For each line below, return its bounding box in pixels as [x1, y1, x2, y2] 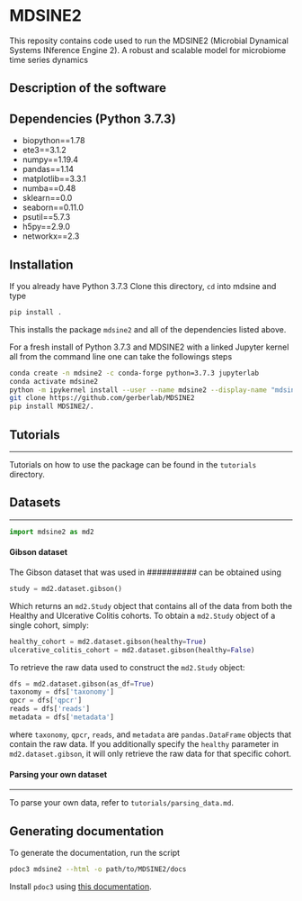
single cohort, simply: [9, 619, 90, 631]
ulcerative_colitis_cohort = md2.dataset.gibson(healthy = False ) [9, 645, 255, 654]
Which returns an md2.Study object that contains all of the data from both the [9, 600, 293, 611]
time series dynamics [9, 54, 88, 65]
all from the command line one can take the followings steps [9, 350, 233, 361]
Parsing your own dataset [9, 769, 108, 779]
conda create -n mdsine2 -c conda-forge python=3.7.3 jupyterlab [9, 369, 259, 378]
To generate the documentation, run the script [9, 847, 181, 858]
